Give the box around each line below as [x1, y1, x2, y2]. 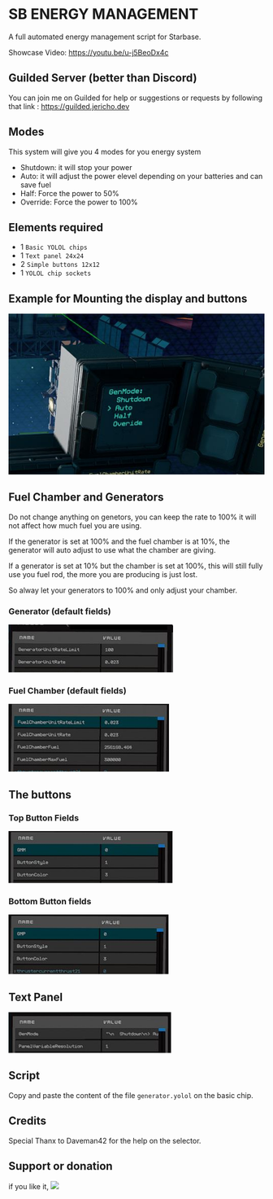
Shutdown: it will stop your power [19, 162, 132, 172]
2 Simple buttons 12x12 [19, 260, 100, 269]
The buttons [8, 787, 71, 802]
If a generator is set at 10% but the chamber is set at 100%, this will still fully [8, 561, 263, 571]
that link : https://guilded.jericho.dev [8, 101, 130, 111]
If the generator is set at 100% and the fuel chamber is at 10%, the [8, 536, 230, 546]
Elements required [8, 221, 104, 234]
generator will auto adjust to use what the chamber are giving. [8, 545, 216, 554]
